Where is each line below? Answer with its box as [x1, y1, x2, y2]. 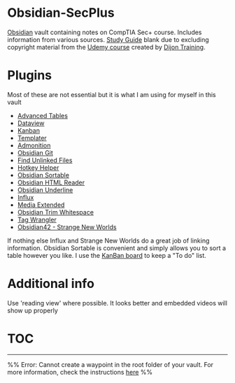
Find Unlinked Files [17, 156, 73, 164]
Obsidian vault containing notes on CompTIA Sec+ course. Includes [7, 28, 202, 36]
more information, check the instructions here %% [7, 368, 153, 376]
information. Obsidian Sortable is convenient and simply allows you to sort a [7, 243, 226, 252]
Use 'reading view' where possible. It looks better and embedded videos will [7, 298, 227, 307]
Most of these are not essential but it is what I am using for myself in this [7, 90, 217, 99]
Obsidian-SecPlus [7, 5, 115, 21]
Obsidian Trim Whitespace [17, 208, 94, 216]
